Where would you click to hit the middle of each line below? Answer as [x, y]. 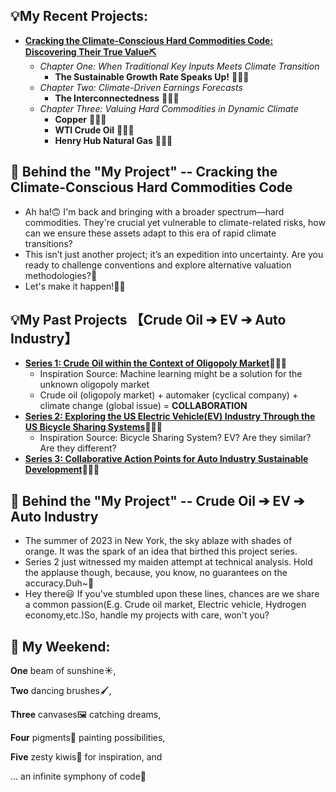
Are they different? [78, 448]
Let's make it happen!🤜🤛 [75, 286]
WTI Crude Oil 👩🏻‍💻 [94, 130]
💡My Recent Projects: [79, 16]
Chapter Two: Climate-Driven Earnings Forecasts [141, 87]
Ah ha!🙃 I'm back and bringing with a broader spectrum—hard [154, 211]
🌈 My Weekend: [60, 646]
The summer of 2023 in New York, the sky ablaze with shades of [158, 541]
